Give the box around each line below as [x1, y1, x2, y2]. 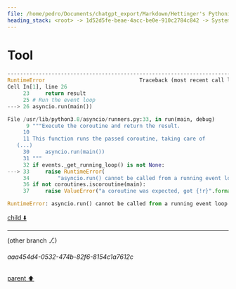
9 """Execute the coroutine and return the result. [25, 122, 181, 129]
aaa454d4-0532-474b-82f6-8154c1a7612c [7, 252, 133, 261]
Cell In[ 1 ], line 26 [7, 84, 68, 91]
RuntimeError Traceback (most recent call [7, 77, 225, 84]
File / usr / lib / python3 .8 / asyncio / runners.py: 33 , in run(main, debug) [7, 115, 216, 123]
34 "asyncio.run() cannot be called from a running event [22, 174, 221, 181]
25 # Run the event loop [22, 96, 96, 103]
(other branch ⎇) [7, 236, 58, 245]
